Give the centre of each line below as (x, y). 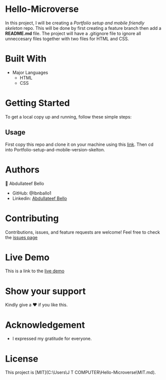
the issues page (22, 237)
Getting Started (38, 103)
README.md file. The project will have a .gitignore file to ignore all (73, 33)
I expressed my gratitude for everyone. (52, 339)
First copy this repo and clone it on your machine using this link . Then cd (79, 144)
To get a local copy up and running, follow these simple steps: (68, 117)
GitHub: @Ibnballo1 (32, 193)
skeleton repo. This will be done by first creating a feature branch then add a (83, 28)
